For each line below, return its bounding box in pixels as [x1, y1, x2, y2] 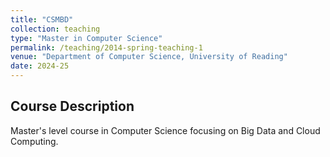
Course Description [10, 98, 135, 115]
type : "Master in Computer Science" [10, 33, 163, 43]
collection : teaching [10, 24, 101, 34]
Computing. [10, 135, 59, 147]
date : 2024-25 [10, 61, 70, 71]
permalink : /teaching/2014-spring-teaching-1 [10, 42, 203, 53]
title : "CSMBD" [10, 14, 74, 25]
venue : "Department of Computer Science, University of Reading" [10, 52, 288, 62]
